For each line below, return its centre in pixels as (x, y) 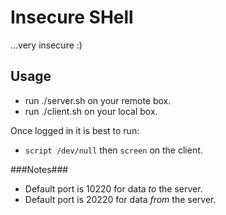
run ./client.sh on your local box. (91, 111)
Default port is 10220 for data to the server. (113, 188)
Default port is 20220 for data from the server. (120, 199)
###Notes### (39, 169)
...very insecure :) (46, 45)
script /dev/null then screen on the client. (113, 150)
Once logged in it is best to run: (75, 130)
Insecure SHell (72, 17)
